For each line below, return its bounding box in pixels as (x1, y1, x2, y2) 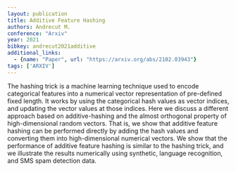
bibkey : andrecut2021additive (7, 43, 97, 50)
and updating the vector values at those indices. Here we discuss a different (7, 104, 229, 112)
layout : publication (7, 10, 68, 18)
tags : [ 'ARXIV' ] (7, 62, 55, 70)
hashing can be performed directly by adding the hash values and (7, 126, 199, 135)
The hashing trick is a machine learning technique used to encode (7, 81, 199, 90)
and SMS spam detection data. (7, 156, 97, 165)
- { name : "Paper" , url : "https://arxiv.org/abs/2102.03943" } (13, 56, 197, 63)
